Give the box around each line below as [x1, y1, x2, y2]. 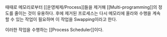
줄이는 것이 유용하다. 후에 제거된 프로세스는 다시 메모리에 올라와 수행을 [14, 10, 152, 16]
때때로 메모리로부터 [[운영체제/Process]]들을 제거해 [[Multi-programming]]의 [5, 4, 158, 10]
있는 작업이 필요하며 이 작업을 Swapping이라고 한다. [15, 17, 117, 22]
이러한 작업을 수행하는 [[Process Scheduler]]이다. [5, 27, 104, 33]
